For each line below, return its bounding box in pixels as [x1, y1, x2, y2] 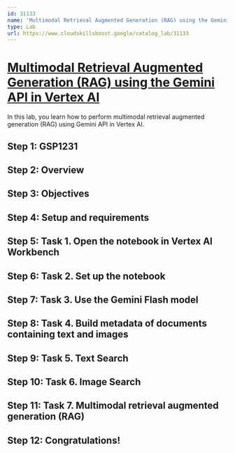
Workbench [7, 246, 59, 259]
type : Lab [7, 23, 36, 30]
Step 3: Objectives [7, 188, 90, 200]
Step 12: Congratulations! [7, 434, 121, 446]
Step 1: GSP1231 [7, 141, 78, 152]
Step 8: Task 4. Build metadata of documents [7, 317, 208, 329]
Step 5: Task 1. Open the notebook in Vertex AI [7, 236, 213, 247]
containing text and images [7, 329, 129, 340]
